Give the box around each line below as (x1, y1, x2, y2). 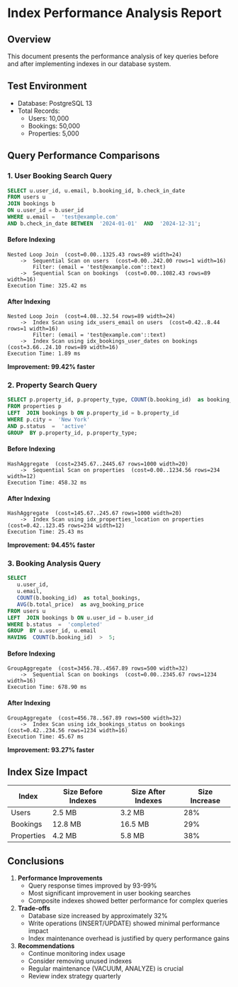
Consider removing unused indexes (28, 956, 132, 966)
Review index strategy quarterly (28, 972, 122, 981)
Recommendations (17, 942, 75, 950)
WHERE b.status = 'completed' (7, 621, 103, 628)
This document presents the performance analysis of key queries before (7, 52, 219, 60)
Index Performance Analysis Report (7, 5, 222, 21)
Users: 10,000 (28, 114, 69, 122)
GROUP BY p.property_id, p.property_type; (7, 429, 138, 436)
